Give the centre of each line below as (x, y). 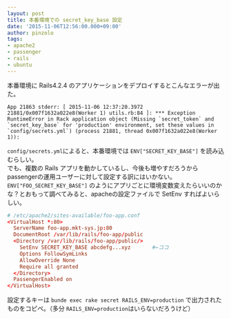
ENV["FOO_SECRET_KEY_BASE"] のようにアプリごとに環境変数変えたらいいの (112, 185)
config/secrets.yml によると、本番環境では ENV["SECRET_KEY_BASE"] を (107, 151)
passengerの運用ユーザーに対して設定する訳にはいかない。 (92, 176)
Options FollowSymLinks (54, 254)
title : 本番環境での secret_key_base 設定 (65, 20)
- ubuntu (20, 65)
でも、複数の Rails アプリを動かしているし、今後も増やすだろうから (103, 168)
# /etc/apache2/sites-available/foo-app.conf (73, 215)
